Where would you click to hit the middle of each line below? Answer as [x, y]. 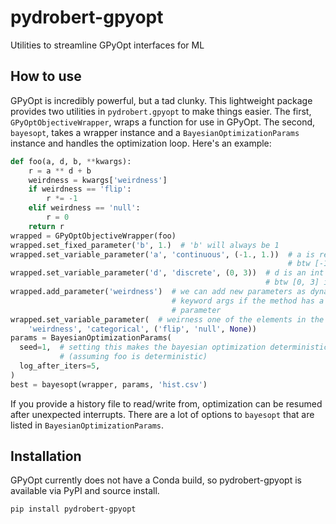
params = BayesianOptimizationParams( [91, 338]
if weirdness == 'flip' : [80, 189]
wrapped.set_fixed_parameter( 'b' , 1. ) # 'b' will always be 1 [145, 245]
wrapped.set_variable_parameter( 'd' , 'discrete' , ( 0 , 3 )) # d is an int [167, 273]
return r [46, 226]
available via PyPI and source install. [85, 491]
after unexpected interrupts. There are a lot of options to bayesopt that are [162, 414]
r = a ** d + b [60, 171]
